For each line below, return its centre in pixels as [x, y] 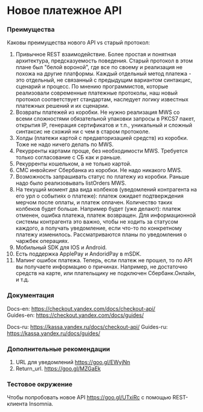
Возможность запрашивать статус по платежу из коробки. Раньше [102, 177]
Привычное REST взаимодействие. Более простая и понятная [96, 55]
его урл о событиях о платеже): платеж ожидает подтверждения [99, 196]
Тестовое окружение [40, 384]
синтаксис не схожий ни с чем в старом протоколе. [83, 131]
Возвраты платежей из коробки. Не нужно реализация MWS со [98, 112]
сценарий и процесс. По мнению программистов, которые [92, 87]
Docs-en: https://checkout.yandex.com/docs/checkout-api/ [81, 308]
